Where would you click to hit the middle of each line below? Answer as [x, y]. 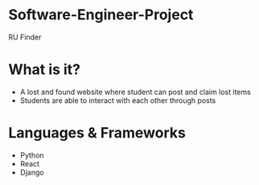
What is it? [45, 70]
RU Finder [25, 37]
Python [32, 155]
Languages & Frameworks [97, 133]
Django [32, 172]
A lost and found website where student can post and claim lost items [135, 92]
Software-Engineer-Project [101, 15]
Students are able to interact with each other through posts [118, 100]
